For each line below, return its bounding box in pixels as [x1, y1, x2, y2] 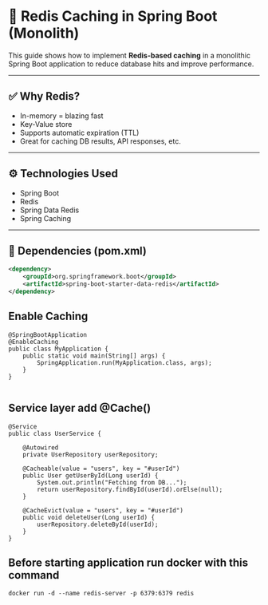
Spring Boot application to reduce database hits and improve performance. [8, 59, 254, 69]
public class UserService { [8, 429, 102, 437]
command [8, 568, 60, 582]
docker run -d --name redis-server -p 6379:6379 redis [8, 590, 195, 598]
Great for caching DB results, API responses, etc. [19, 136, 181, 146]
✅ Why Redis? [8, 89, 81, 103]
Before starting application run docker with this [8, 556, 249, 569]
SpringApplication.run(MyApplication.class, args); [37, 358, 213, 366]
